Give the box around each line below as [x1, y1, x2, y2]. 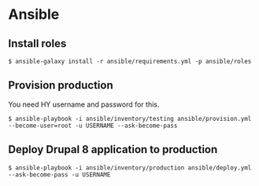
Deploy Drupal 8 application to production [8, 143, 218, 156]
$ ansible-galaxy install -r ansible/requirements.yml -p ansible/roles [8, 57, 252, 65]
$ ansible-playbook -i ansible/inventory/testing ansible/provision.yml [8, 115, 252, 122]
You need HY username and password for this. [8, 100, 160, 109]
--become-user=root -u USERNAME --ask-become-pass [8, 122, 178, 129]
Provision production [8, 78, 113, 92]
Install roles [8, 37, 67, 50]
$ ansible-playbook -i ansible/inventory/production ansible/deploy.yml [8, 163, 252, 172]
